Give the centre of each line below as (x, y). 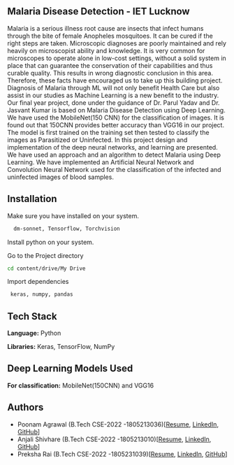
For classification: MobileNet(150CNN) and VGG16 (81, 385)
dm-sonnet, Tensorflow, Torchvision (67, 229)
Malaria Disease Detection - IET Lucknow (98, 12)
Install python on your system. (51, 242)
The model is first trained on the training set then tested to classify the (108, 132)
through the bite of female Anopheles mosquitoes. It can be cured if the (110, 36)
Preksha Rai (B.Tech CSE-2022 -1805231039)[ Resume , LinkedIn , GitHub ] (122, 454)
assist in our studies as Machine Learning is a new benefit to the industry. (113, 95)
